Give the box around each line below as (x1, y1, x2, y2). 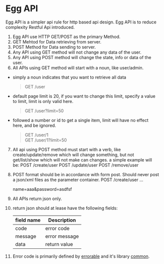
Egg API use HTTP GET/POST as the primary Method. (12, 34, 121, 40)
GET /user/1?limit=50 (24, 137, 67, 143)
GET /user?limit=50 (24, 108, 64, 114)
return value (45, 241, 73, 247)
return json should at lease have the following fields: (12, 205, 118, 211)
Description (48, 217, 76, 223)
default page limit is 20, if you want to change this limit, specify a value (12, 93, 156, 99)
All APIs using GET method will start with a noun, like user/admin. (12, 64, 144, 71)
